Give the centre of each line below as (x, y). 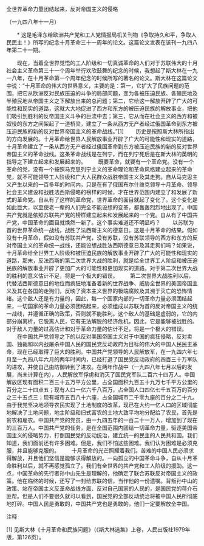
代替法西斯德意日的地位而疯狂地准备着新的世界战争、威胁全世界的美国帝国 (99, 283)
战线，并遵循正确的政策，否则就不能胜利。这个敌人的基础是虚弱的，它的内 (104, 314)
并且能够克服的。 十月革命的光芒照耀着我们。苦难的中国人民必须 (103, 451)
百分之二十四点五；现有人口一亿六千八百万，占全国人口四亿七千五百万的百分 (102, 390)
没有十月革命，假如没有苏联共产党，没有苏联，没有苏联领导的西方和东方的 (99, 238)
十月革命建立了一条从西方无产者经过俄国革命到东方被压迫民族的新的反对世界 (102, 147)
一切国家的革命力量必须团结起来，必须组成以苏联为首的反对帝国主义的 (104, 306)
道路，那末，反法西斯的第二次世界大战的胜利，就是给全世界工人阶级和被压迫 (102, 261)
